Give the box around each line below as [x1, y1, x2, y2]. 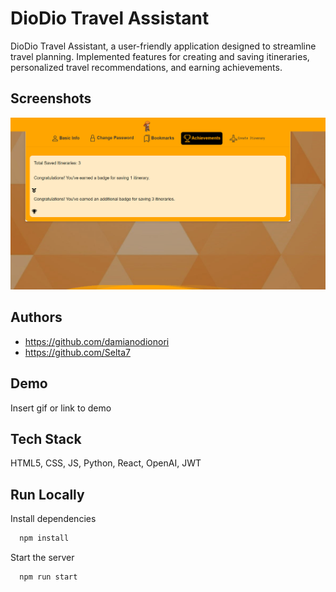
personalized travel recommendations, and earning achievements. [10, 61, 283, 73]
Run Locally [10, 486, 85, 503]
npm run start [19, 572, 78, 582]
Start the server [10, 552, 75, 563]
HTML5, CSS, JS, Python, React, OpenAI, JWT [10, 457, 202, 469]
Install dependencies [10, 513, 97, 525]
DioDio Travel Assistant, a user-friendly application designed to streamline [10, 40, 317, 52]
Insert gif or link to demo [10, 402, 112, 414]
